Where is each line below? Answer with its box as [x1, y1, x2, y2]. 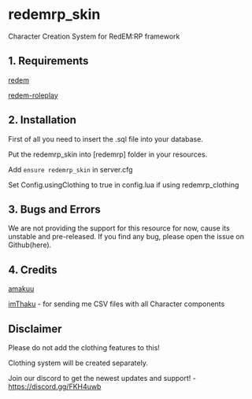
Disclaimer [8, 322, 62, 335]
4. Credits [8, 263, 57, 276]
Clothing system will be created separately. [8, 358, 148, 368]
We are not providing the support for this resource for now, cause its [8, 224, 230, 233]
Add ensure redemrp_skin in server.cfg [8, 164, 133, 174]
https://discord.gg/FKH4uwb [8, 382, 102, 391]
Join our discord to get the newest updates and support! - [8, 374, 197, 382]
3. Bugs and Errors [8, 202, 101, 216]
